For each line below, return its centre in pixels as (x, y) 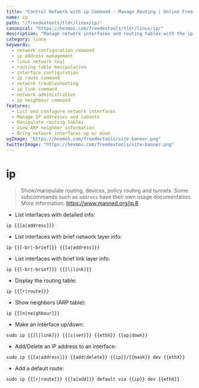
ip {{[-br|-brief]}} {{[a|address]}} (53, 248)
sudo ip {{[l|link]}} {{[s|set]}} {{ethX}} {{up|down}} (77, 335)
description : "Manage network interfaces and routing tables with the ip (100, 34)
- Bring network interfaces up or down (61, 134)
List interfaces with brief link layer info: (62, 258)
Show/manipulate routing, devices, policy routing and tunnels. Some (105, 190)
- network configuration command (53, 51)
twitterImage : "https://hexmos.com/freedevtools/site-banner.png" (90, 144)
